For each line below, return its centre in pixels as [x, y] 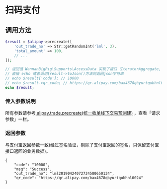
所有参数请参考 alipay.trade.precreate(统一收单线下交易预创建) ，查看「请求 [83, 113]
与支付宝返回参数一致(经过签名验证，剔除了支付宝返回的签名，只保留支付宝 [82, 145]
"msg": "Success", [33, 169]
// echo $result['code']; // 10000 [42, 78]
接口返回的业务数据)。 [28, 151]
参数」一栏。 [18, 119]
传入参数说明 [21, 101]
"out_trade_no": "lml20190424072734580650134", [64, 174]
